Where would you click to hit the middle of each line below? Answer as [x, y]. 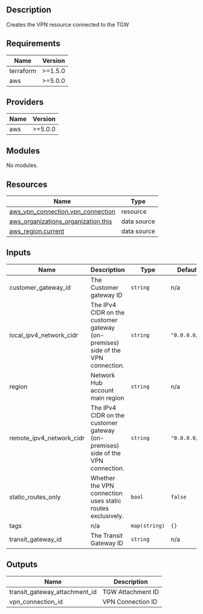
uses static [106, 500]
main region [107, 397]
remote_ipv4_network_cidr [47, 438]
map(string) [148, 525]
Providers [25, 102]
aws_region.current [37, 231]
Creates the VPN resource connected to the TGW [68, 24]
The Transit [107, 535]
